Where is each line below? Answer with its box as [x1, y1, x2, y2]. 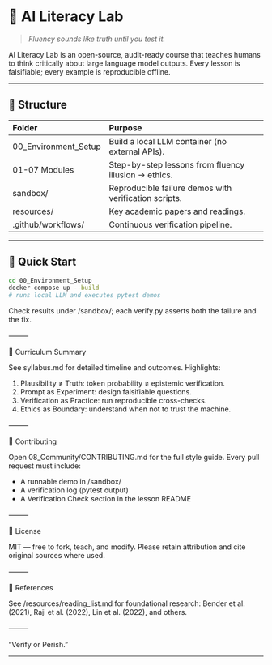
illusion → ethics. [108, 169, 173, 181]
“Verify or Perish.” [8, 640, 69, 650]
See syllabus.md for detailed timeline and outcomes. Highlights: [8, 363, 221, 373]
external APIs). [108, 146, 165, 157]
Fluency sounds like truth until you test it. [28, 34, 166, 44]
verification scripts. [108, 192, 182, 203]
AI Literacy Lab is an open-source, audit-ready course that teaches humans [8, 49, 261, 59]
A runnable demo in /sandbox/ [19, 477, 121, 487]
